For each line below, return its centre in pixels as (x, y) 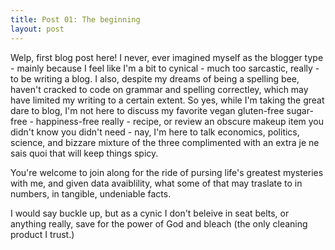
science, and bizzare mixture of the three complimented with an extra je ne (165, 142)
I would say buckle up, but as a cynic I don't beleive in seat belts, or (150, 213)
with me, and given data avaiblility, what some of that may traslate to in (156, 183)
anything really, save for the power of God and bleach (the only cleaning (159, 223)
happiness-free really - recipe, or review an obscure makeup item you (180, 121)
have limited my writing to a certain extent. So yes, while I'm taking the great (167, 100)
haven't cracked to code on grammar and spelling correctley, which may (159, 89)
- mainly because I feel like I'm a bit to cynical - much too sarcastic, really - (165, 68)
